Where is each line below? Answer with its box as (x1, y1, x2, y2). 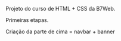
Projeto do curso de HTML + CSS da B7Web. (5, 5, 116, 12)
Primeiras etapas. (5, 17, 49, 23)
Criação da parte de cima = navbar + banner (5, 28, 115, 35)
